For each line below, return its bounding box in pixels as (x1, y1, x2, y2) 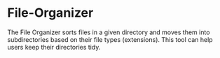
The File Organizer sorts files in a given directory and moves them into (7, 28, 210, 36)
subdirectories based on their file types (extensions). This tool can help (7, 35, 213, 43)
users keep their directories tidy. (7, 43, 101, 51)
